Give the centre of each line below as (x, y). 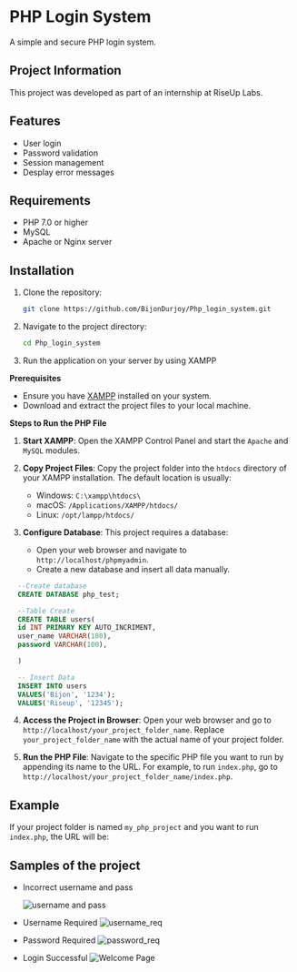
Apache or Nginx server (67, 242)
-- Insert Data (46, 677)
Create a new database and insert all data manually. (133, 569)
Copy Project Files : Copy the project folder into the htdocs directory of (155, 468)
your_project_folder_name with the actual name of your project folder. (153, 740)
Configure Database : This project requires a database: (125, 532)
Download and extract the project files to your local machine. (137, 405)
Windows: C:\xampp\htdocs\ (89, 495)
